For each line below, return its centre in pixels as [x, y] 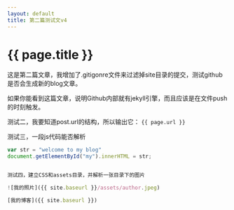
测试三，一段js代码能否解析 [47, 137]
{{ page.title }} [50, 55]
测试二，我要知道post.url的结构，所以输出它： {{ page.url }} [96, 122]
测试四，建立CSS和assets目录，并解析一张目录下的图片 [76, 175]
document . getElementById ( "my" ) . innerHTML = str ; [80, 157]
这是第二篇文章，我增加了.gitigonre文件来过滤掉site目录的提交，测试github [115, 75]
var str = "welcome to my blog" [54, 150]
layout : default [31, 14]
